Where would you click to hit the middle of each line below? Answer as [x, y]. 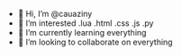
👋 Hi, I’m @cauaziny [55, 14]
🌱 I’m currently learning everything [82, 32]
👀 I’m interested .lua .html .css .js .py [86, 23]
